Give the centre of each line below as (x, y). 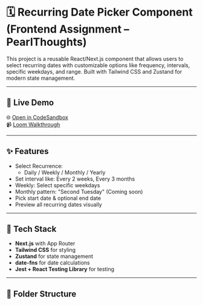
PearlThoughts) (47, 42)
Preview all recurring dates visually (59, 204)
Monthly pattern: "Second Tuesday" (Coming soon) (79, 191)
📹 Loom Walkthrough (33, 124)
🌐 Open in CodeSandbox (37, 117)
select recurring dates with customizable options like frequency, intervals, (98, 65)
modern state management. (41, 78)
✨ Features (27, 151)
